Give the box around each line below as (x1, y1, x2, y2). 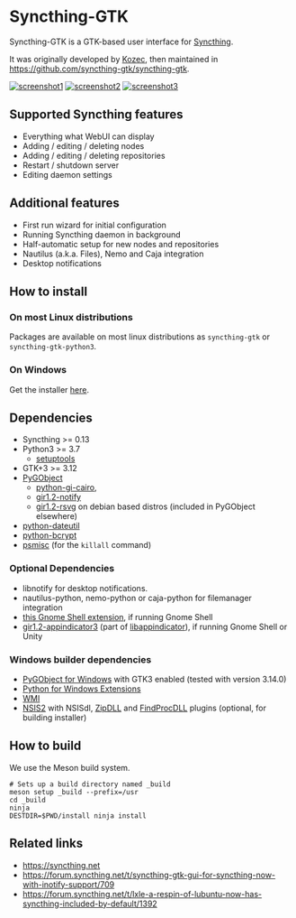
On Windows (9, 364, 67, 376)
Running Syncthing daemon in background (22, 228, 182, 240)
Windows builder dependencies (9, 653, 152, 665)
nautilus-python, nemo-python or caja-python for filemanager (22, 592, 252, 603)
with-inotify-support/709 (22, 878, 115, 890)
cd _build (9, 795, 47, 804)
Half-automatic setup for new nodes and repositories (22, 238, 220, 249)
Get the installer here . (9, 384, 90, 394)
